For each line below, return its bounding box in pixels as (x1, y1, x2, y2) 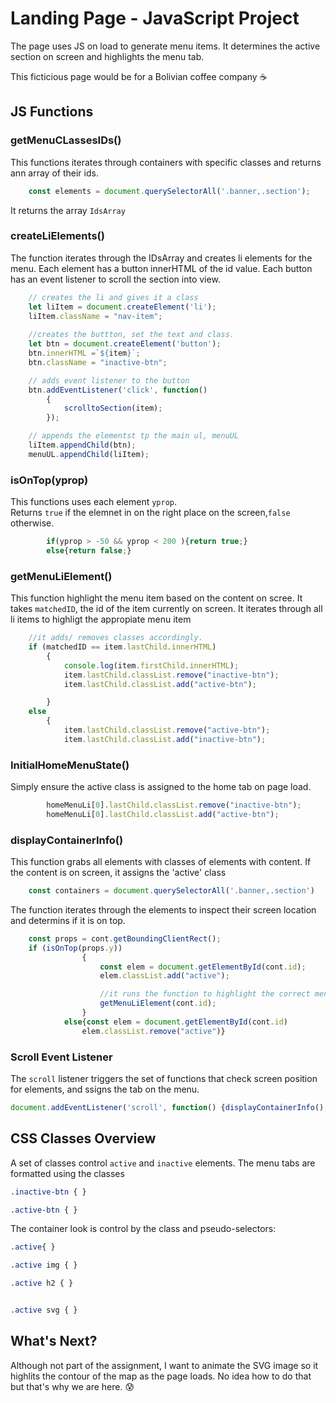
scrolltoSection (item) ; (63, 403, 163, 414)
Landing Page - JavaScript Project (10, 7, 300, 30)
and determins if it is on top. (10, 914, 126, 926)
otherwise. (10, 517, 55, 529)
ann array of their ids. (10, 167, 99, 179)
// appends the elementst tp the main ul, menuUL (28, 431, 240, 441)
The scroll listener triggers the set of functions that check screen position (10, 1073, 318, 1085)
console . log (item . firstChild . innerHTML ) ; (63, 660, 240, 671)
